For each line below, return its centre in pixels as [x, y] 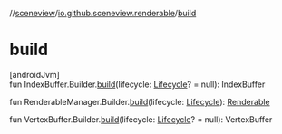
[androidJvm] [35, 74]
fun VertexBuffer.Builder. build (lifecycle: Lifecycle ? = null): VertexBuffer [141, 119]
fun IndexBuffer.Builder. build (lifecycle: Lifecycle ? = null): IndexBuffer [137, 84]
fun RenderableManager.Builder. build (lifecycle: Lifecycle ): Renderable [140, 101]
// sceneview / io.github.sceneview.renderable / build [103, 13]
